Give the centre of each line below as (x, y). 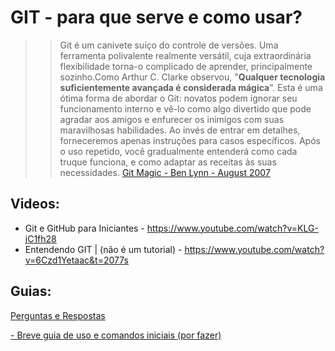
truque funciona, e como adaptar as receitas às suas (168, 162)
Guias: (31, 291)
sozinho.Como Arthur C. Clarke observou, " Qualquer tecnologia (192, 77)
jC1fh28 (40, 238)
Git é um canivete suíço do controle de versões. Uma (169, 45)
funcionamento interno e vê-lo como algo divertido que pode (185, 108)
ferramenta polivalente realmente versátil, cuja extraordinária (185, 55)
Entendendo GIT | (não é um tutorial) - (103, 249)
